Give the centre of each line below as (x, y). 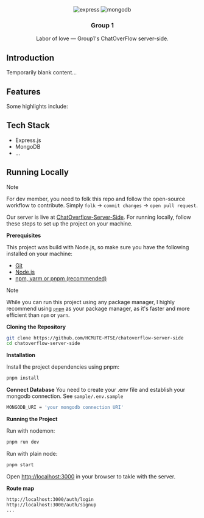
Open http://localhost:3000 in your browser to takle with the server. (91, 476)
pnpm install (23, 378)
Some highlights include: (37, 106)
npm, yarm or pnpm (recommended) (61, 278)
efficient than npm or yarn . (38, 315)
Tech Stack (28, 125)
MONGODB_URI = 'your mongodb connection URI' (65, 408)
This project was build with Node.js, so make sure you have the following (98, 247)
